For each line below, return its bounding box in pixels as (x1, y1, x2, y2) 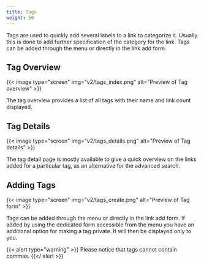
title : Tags (6, 9, 37, 15)
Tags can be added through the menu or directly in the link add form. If (6, 214, 186, 222)
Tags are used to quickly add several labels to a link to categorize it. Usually (6, 31, 198, 39)
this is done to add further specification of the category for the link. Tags (6, 38, 190, 45)
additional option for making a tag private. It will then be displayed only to (6, 227, 192, 234)
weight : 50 (6, 15, 34, 21)
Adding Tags (6, 180, 56, 190)
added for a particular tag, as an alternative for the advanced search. (6, 162, 181, 170)
